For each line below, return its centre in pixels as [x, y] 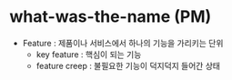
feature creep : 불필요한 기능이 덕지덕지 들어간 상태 [128, 65]
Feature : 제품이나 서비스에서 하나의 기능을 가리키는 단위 [123, 43]
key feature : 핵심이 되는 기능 [89, 54]
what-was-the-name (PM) [111, 17]
